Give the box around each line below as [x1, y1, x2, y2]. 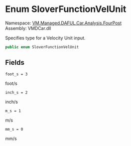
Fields [5, 58, 25, 67]
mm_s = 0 [5, 127, 23, 132]
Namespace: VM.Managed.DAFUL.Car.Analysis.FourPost [5, 20, 122, 26]
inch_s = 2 [5, 90, 28, 95]
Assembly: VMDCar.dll [5, 25, 51, 31]
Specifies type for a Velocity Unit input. [5, 35, 86, 41]
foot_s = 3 [5, 71, 28, 77]
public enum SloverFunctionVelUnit [5, 44, 79, 49]
